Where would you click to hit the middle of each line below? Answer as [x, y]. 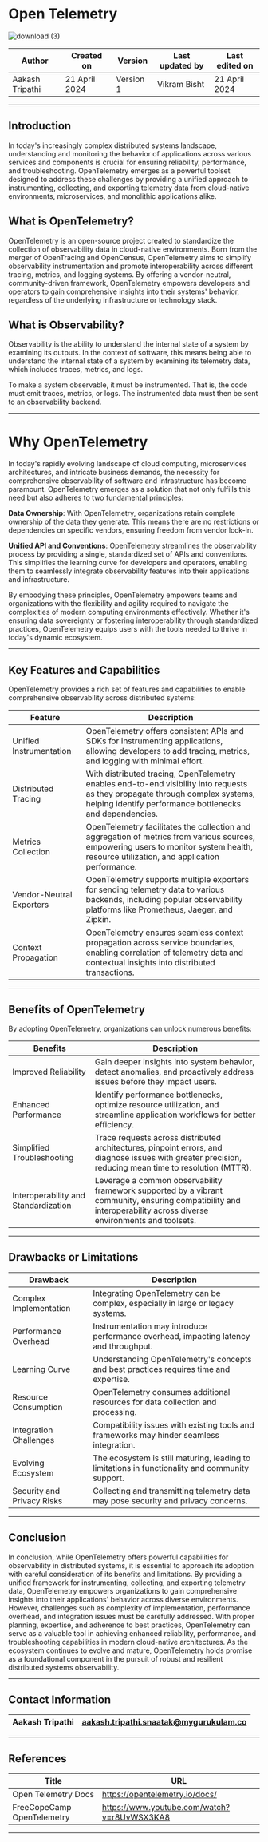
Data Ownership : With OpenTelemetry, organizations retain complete [122, 513]
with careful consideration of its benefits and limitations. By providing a [125, 1574]
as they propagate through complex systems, [170, 794]
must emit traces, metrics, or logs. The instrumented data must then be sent [133, 394]
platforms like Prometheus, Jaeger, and [159, 909]
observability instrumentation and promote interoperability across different [131, 266]
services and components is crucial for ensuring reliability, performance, [128, 162]
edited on [235, 65]
